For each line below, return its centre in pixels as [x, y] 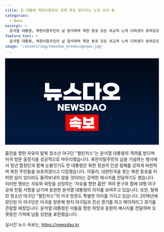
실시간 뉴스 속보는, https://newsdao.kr [42, 225]
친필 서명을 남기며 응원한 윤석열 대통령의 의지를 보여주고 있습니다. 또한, [82, 190]
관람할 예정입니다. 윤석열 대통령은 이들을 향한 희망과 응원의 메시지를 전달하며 [78, 208]
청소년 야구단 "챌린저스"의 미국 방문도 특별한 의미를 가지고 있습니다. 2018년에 [84, 196]
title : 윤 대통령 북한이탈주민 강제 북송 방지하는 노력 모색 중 [60, 10]
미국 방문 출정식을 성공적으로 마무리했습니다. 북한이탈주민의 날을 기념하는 [75, 159]
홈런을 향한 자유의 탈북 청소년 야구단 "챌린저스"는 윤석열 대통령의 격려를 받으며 [80, 153]
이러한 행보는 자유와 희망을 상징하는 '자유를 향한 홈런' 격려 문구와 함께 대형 [76, 184]
